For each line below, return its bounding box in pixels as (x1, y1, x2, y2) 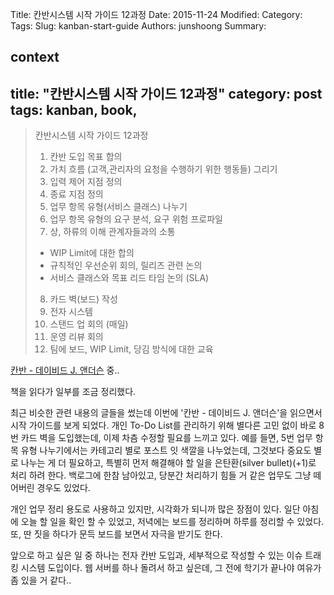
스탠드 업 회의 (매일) (49, 318, 129, 330)
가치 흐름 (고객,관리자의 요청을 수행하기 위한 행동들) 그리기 (49, 163, 278, 175)
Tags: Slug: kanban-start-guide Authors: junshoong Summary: (10, 20, 267, 32)
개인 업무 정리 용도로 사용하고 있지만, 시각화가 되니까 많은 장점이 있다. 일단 (10, 503, 301, 515)
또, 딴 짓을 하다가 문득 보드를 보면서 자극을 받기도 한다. (10, 528, 223, 540)
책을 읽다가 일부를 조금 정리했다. (10, 386, 137, 398)
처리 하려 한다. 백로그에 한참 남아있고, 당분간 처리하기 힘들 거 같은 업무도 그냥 (10, 469, 312, 482)
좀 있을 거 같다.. (10, 574, 72, 587)
